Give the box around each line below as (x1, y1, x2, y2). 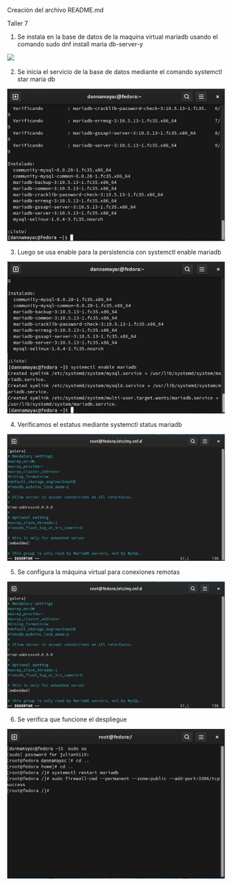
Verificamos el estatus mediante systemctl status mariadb (17, 420, 182, 428)
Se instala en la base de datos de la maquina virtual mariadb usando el (17, 33, 218, 41)
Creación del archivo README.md (7, 6, 104, 14)
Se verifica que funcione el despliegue (17, 715, 127, 723)
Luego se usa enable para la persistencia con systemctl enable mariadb (17, 248, 222, 256)
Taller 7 (7, 19, 28, 27)
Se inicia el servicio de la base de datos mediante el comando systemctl (17, 68, 222, 75)
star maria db (17, 75, 55, 83)
